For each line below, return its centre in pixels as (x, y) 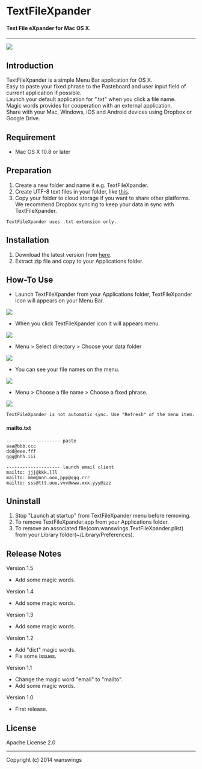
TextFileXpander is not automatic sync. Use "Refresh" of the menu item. (101, 415)
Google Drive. (23, 118)
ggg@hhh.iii (21, 456)
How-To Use (30, 280)
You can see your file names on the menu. (67, 369)
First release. (31, 709)
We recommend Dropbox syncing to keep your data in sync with (94, 204)
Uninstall (23, 501)
